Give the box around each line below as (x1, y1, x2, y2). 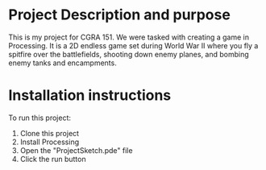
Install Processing (19, 137, 80, 147)
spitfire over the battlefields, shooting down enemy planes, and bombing (8, 49, 250, 59)
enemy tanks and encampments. (8, 58, 117, 68)
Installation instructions (8, 86, 172, 105)
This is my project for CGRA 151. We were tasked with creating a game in (8, 32, 250, 42)
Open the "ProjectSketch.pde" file (19, 145, 133, 155)
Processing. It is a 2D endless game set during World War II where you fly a (8, 40, 259, 50)
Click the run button (19, 154, 86, 164)
